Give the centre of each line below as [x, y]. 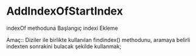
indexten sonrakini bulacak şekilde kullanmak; [64, 46]
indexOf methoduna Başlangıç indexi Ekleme [62, 28]
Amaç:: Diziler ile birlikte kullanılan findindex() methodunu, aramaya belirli [98, 40]
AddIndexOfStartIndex [65, 11]
